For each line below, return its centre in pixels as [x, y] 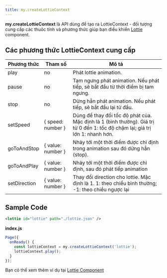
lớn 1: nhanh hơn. [93, 134]
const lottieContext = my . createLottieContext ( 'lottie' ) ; [75, 247]
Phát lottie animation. [97, 73]
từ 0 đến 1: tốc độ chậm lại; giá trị [112, 128]
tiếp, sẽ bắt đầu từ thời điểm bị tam [113, 87]
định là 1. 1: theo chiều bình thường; [115, 183]
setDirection [22, 183]
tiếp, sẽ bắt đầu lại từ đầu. [103, 108]
